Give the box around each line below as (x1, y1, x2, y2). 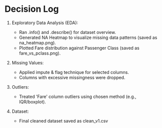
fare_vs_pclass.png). (19, 50, 61, 56)
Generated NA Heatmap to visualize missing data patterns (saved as (19, 34, 158, 40)
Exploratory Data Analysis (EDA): (11, 20, 79, 26)
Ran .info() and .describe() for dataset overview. (19, 29, 116, 35)
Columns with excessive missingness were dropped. (19, 74, 126, 80)
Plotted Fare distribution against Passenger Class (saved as (19, 45, 139, 51)
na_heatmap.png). (19, 39, 56, 45)
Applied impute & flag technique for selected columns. (19, 69, 129, 75)
